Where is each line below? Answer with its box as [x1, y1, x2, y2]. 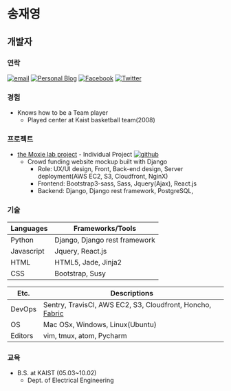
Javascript [10, 246, 45, 256]
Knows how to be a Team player [16, 109, 109, 117]
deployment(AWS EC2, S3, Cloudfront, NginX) [37, 172, 168, 181]
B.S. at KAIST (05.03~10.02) [16, 369, 97, 377]
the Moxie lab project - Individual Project [16, 150, 133, 159]
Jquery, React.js [54, 246, 107, 256]
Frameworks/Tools [73, 223, 136, 233]
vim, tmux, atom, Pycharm [43, 331, 127, 340]
